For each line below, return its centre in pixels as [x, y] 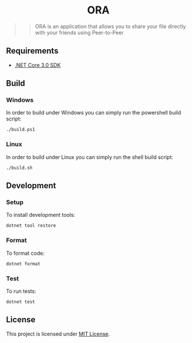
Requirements [32, 51]
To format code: [25, 253]
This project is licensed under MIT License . [58, 334]
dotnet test [20, 302]
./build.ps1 [20, 130]
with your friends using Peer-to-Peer [79, 32]
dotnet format [23, 264]
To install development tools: [41, 215]
